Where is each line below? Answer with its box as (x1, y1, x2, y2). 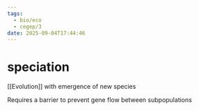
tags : (7, 10, 23, 17)
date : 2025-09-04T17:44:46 (7, 29, 86, 37)
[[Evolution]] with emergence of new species (7, 83, 136, 91)
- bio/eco (13, 17, 42, 24)
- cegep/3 (13, 23, 42, 30)
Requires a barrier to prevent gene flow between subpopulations (7, 96, 193, 104)
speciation (7, 60, 70, 75)
